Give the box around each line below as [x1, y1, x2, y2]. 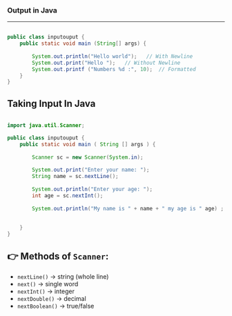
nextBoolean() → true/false [17, 302, 95, 310]
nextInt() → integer [17, 287, 75, 295]
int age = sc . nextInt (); [32, 192, 104, 199]
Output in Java [7, 6, 57, 15]
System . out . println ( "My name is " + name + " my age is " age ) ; [32, 205, 224, 212]
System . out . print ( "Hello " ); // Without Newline [32, 59, 181, 66]
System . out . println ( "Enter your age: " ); [32, 186, 153, 192]
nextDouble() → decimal [17, 294, 86, 302]
